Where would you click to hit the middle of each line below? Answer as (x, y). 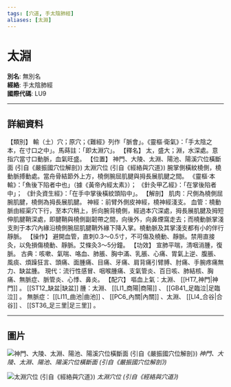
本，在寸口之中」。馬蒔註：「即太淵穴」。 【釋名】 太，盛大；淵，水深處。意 (113, 150)
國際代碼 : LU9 (27, 94)
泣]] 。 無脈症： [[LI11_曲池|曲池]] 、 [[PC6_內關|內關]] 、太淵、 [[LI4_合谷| (112, 297)
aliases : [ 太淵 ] (29, 20)
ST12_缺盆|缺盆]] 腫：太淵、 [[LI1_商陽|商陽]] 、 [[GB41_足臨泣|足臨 (126, 288)
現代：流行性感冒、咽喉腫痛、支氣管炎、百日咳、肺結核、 (126, 271)
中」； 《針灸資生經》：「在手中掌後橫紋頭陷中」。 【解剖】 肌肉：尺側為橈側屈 (115, 193)
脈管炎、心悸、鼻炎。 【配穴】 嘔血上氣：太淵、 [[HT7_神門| (128, 280)
